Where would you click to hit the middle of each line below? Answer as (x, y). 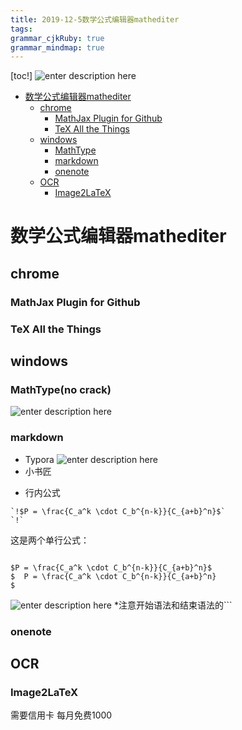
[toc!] (21, 76)
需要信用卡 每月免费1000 (61, 715)
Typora (39, 459)
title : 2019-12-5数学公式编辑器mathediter (95, 19)
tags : (21, 29)
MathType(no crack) (61, 389)
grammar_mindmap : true (57, 47)
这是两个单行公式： (50, 540)
